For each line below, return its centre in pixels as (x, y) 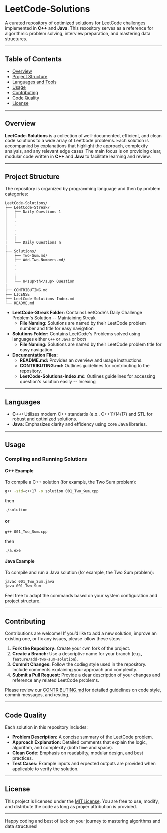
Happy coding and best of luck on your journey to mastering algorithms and (83, 821)
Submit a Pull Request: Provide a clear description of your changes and (86, 675)
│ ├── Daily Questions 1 (33, 212)
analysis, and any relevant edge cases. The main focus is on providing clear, (83, 151)
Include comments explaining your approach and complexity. (75, 670)
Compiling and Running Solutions (46, 459)
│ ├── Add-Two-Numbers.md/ (35, 260)
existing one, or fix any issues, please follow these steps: (63, 639)
